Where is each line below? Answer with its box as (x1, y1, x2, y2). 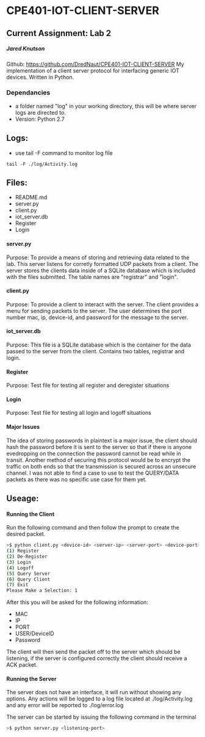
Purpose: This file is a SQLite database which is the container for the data (6, 341, 191, 348)
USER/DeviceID (15, 630, 54, 638)
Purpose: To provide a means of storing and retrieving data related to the (6, 254, 190, 261)
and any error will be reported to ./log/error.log (6, 702, 124, 709)
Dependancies (6, 88, 51, 97)
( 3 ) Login (6, 559, 32, 565)
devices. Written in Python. (6, 73, 74, 81)
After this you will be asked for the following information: (6, 599, 148, 606)
